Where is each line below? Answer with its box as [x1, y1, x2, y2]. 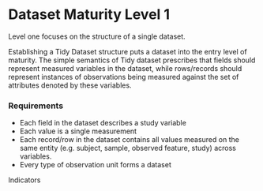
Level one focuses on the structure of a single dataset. [8, 32, 186, 41]
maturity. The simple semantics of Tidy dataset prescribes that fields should [8, 55, 256, 65]
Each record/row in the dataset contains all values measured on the [19, 135, 239, 144]
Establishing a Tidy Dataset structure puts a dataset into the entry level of [8, 47, 247, 56]
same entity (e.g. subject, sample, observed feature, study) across [19, 144, 237, 153]
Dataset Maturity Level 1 [8, 6, 171, 24]
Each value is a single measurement [19, 126, 137, 136]
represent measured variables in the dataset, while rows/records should [8, 63, 242, 73]
